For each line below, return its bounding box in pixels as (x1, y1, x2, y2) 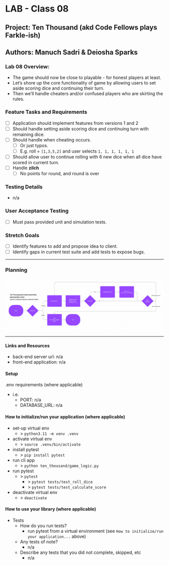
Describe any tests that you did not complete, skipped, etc (20, 549, 141, 555)
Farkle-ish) (5, 31, 41, 39)
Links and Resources (5, 342, 50, 348)
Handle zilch (12, 165, 39, 171)
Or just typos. (20, 142, 49, 149)
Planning (5, 266, 28, 273)
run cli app (12, 457, 35, 463)
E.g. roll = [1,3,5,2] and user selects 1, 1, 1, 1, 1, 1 (20, 148, 134, 154)
